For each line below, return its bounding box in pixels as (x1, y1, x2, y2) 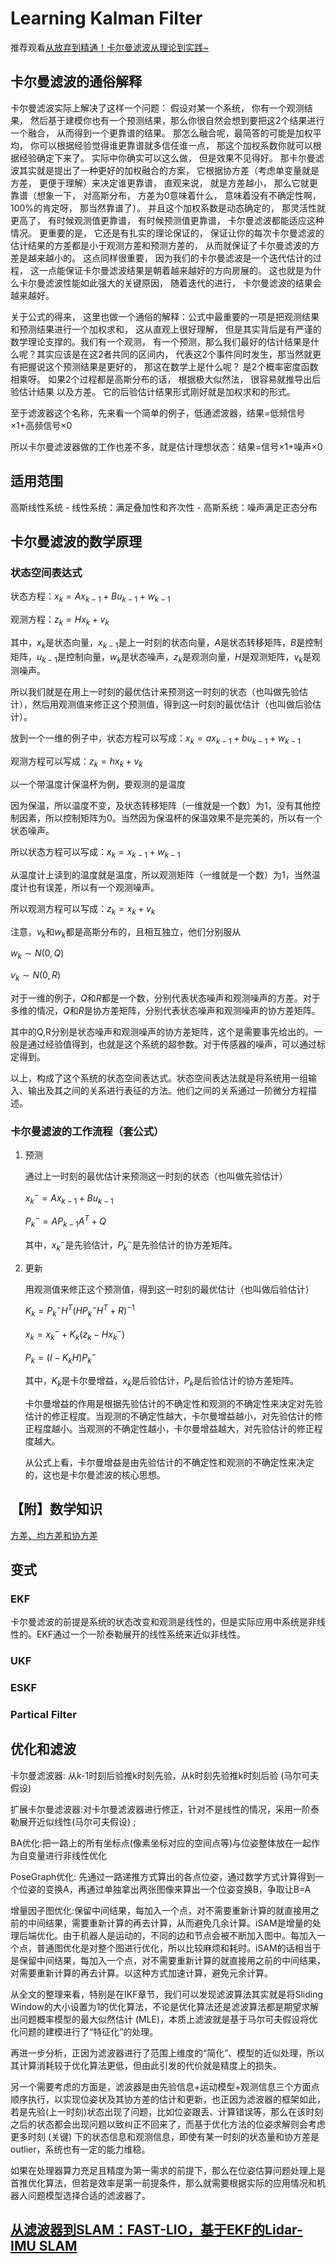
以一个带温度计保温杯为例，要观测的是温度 (10, 778, 186, 791)
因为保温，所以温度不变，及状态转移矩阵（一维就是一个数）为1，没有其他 (10, 800, 312, 812)
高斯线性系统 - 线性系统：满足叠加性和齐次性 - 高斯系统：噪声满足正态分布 (10, 501, 318, 513)
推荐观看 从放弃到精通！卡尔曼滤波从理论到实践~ (10, 41, 210, 53)
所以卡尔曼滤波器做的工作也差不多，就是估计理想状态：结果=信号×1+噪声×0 (10, 440, 323, 452)
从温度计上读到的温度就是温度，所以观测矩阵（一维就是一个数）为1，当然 (10, 868, 312, 881)
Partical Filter (10, 1708, 77, 1722)
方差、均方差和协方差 (10, 1529, 98, 1541)
